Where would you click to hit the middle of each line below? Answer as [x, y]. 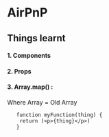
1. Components [29, 56]
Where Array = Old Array [42, 102]
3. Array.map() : [30, 87]
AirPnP [27, 13]
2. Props [20, 71]
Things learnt [36, 38]
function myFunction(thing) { [59, 115]
